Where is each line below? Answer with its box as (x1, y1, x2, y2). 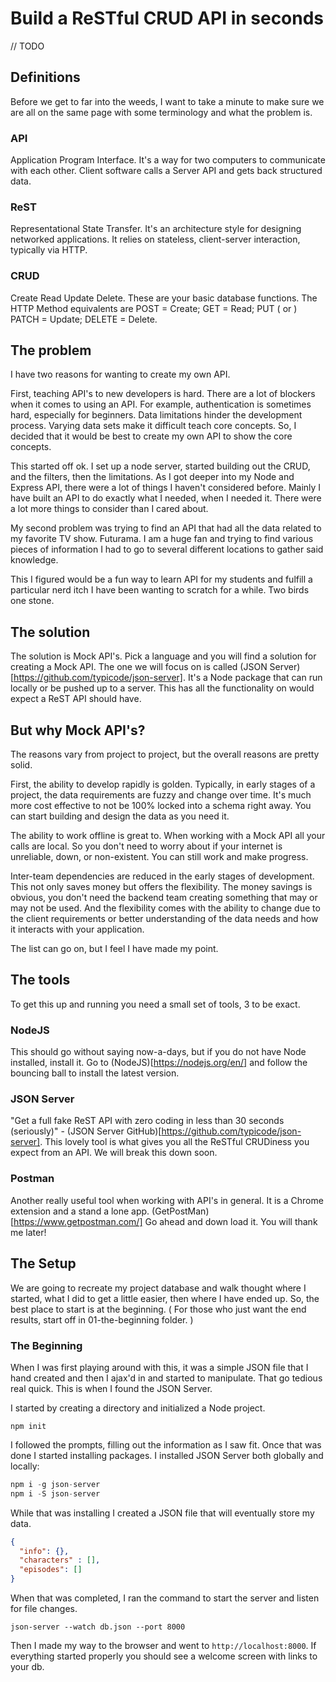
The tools (10, 972, 71, 989)
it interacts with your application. (10, 923, 145, 936)
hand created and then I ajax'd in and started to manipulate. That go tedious (10, 1372, 323, 1384)
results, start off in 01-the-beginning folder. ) (10, 1313, 194, 1326)
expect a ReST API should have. (10, 693, 142, 705)
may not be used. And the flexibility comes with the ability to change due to (10, 902, 321, 914)
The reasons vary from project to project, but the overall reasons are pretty (10, 748, 320, 761)
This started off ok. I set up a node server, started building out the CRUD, (10, 460, 311, 472)
